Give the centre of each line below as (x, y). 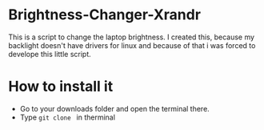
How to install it (61, 87)
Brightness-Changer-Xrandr (105, 15)
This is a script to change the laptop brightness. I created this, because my (131, 37)
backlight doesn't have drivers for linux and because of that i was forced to (132, 45)
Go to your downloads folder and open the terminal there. (114, 108)
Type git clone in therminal (68, 117)
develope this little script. (50, 54)
